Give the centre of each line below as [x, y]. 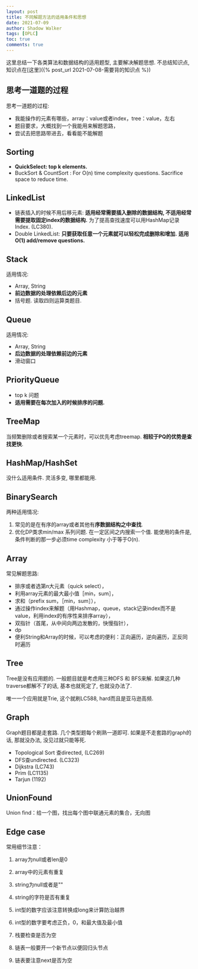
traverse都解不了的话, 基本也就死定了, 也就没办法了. [69, 685]
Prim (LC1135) [32, 773]
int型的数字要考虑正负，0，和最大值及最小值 [69, 923]
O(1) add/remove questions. [50, 240]
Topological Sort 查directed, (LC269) [59, 752]
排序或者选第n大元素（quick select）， [61, 586]
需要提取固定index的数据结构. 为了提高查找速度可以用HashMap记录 [97, 220]
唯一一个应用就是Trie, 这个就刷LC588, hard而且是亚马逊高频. [80, 698]
